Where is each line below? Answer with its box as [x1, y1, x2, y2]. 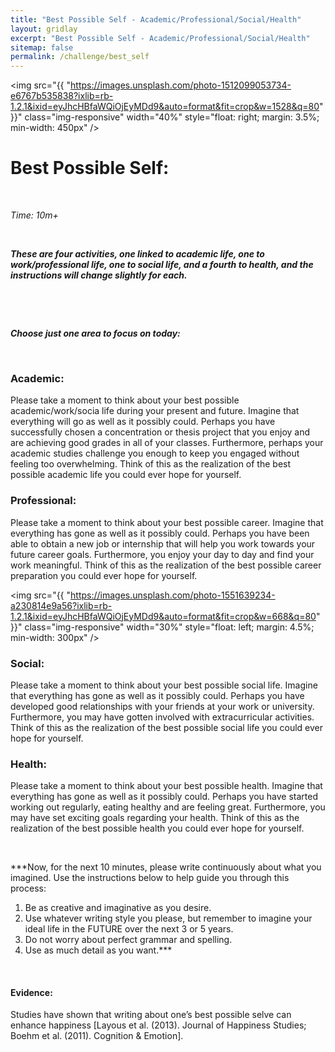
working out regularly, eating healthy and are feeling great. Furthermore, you [10, 801, 326, 813]
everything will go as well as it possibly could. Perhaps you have [10, 416, 276, 428]
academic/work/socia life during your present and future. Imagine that [10, 405, 300, 417]
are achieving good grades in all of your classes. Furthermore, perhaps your [10, 437, 324, 449]
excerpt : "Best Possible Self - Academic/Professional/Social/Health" [10, 33, 311, 43]
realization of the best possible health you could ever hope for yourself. [10, 822, 305, 835]
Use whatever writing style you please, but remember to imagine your [24, 912, 313, 925]
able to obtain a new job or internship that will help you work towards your [10, 537, 316, 550]
